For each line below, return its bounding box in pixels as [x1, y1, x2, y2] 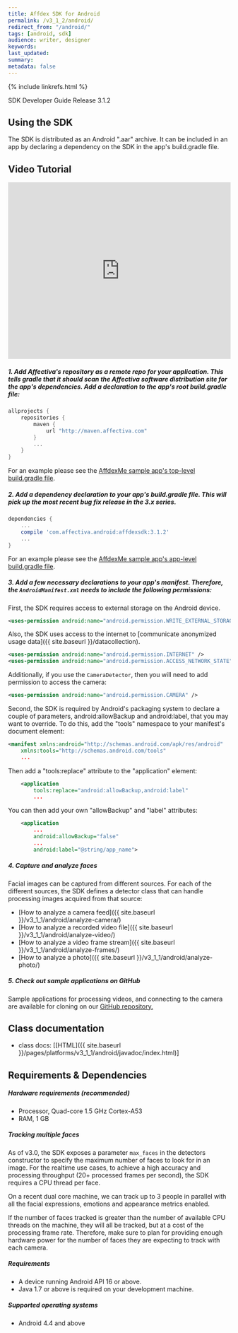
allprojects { [8, 408, 50, 415]
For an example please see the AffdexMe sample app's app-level [8, 554, 197, 563]
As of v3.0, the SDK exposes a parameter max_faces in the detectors [8, 1148, 206, 1156]
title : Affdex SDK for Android [8, 10, 100, 18]
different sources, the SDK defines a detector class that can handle [8, 886, 203, 895]
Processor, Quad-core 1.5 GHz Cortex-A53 [18, 1107, 143, 1115]
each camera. [8, 1243, 48, 1252]
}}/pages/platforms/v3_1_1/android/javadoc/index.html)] [18, 1049, 179, 1057]
